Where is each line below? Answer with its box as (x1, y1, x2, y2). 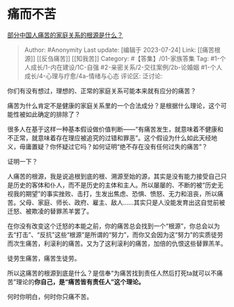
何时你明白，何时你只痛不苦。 (7, 292, 93, 301)
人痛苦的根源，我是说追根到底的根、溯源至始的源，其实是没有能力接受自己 (7, 172, 221, 180)
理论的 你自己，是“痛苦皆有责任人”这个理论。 (16, 277, 145, 286)
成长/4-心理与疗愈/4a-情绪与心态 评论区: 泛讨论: (24, 71, 163, 80)
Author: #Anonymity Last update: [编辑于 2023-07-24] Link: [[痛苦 (24, 45, 214, 54)
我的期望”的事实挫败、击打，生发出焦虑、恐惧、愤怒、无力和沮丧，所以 (13, 189, 218, 197)
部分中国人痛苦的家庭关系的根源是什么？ (7, 31, 123, 39)
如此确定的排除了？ (25, 110, 81, 119)
